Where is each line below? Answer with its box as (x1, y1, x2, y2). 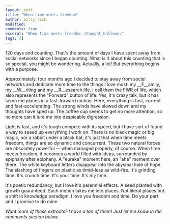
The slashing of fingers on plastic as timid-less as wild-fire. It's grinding (5, 166, 156, 173)
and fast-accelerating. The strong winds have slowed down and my (5, 103, 147, 109)
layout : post (5, 7, 33, 13)
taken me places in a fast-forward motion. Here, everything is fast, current (5, 97, 161, 103)
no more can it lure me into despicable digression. (5, 114, 110, 120)
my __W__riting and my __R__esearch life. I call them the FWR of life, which (5, 87, 161, 93)
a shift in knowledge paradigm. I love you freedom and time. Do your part (5, 193, 159, 199)
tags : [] (5, 36, 24, 41)
